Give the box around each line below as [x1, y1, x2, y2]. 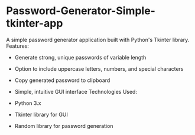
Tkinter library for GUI [14, 111, 68, 118]
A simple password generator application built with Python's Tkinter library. [6, 36, 190, 43]
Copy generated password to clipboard [14, 77, 110, 84]
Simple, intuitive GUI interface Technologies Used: [14, 88, 138, 95]
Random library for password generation [14, 122, 113, 129]
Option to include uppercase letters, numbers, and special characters [14, 65, 184, 72]
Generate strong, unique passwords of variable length [14, 54, 147, 61]
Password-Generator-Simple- [6, 4, 155, 18]
